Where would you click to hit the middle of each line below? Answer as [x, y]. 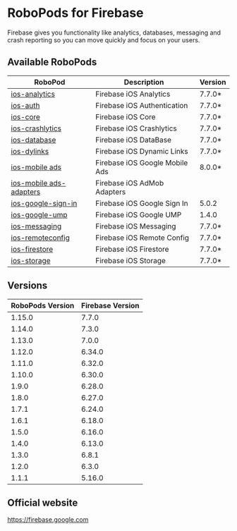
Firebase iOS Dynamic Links [141, 151]
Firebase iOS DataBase [133, 140]
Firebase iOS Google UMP [138, 214]
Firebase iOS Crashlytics [136, 128]
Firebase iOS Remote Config [142, 238]
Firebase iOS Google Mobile [141, 162]
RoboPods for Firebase [75, 13]
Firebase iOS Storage [130, 260]
